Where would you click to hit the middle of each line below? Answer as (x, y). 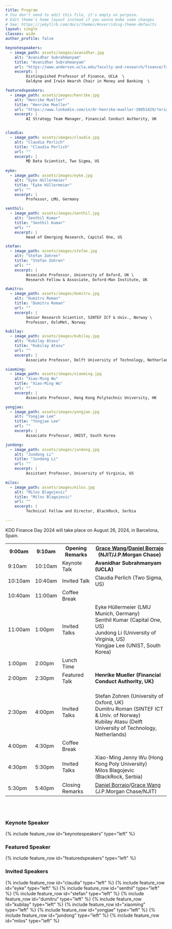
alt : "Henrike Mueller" (40, 100)
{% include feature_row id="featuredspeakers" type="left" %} (71, 858)
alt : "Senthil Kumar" (37, 218)
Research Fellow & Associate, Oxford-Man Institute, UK (87, 279)
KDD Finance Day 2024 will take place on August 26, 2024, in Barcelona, (82, 530)
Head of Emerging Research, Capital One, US (74, 237)
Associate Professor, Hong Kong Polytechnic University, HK (91, 398)
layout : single (21, 29)
